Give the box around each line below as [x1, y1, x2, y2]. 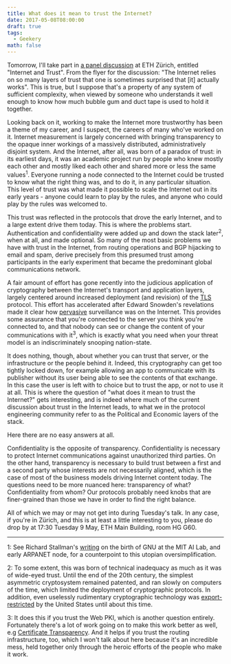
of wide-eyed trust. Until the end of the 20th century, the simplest [7, 570, 194, 579]
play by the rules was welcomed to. [7, 200, 108, 208]
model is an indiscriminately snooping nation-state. [7, 338, 152, 346]
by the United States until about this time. [36, 600, 153, 608]
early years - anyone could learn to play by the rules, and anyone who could [7, 192, 223, 200]
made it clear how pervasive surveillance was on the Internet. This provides [7, 308, 221, 317]
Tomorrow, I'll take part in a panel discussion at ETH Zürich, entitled [7, 61, 199, 69]
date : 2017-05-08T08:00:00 [7, 17, 85, 23]
